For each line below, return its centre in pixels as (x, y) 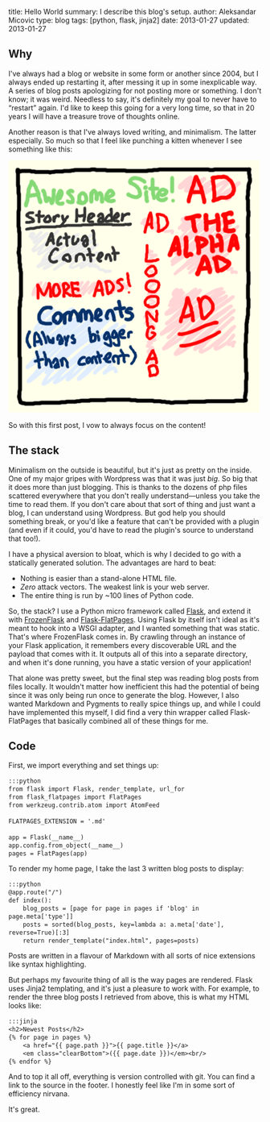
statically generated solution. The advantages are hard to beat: (112, 563)
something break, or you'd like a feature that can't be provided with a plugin (134, 521)
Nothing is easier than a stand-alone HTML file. (98, 578)
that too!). (25, 538)
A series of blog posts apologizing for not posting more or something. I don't (135, 90)
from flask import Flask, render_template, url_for (96, 789)
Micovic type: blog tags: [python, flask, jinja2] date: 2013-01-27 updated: (129, 20)
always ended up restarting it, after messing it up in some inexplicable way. (133, 82)
